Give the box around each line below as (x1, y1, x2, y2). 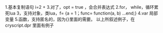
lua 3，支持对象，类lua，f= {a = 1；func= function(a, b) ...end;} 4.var (9, 10, 148, 16)
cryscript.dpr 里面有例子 (5, 22, 54, 28)
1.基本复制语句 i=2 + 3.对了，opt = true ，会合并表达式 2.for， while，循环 (5, 4, 154, 10)
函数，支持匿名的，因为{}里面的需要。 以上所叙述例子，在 (18, 16, 135, 22)
